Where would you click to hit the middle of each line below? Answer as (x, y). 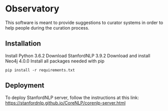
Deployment (25, 85)
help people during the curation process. (47, 27)
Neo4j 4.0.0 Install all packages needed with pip (55, 61)
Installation (23, 44)
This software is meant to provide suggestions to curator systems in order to (84, 22)
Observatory (32, 9)
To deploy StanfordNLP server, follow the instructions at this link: (72, 97)
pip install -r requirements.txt (40, 70)
